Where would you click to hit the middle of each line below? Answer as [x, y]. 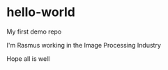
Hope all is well [28, 58]
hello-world [41, 12]
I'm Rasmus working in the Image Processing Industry [84, 45]
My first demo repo [34, 31]
